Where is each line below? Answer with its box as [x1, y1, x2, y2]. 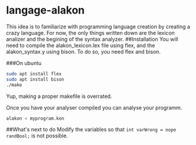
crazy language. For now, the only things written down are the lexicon [6, 29, 175, 36]
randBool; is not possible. [6, 132, 68, 139]
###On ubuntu [6, 60, 42, 67]
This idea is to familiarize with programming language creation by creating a [6, 23, 190, 30]
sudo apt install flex [6, 71, 62, 77]
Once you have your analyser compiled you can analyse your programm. [6, 104, 182, 111]
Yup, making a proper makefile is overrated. [6, 93, 112, 100]
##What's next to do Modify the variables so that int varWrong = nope [6, 126, 177, 133]
